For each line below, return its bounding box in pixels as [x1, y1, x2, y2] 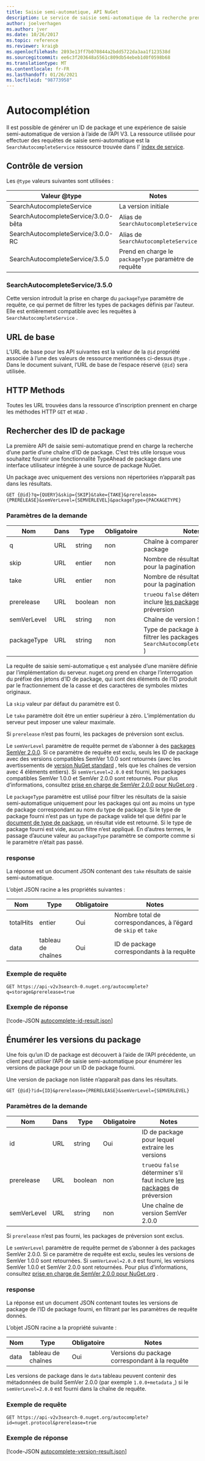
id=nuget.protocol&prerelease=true [6, 1419, 97, 1426]
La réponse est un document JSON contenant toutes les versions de [6, 1299, 178, 1306]
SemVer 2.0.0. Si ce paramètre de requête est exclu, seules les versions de [6, 1250, 195, 1257]
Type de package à [143, 625, 199, 634]
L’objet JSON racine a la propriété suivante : [6, 1324, 117, 1331]
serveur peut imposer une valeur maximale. [6, 718, 116, 725]
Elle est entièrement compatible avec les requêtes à [6, 308, 136, 315]
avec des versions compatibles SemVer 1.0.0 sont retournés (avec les [6, 755, 181, 762]
